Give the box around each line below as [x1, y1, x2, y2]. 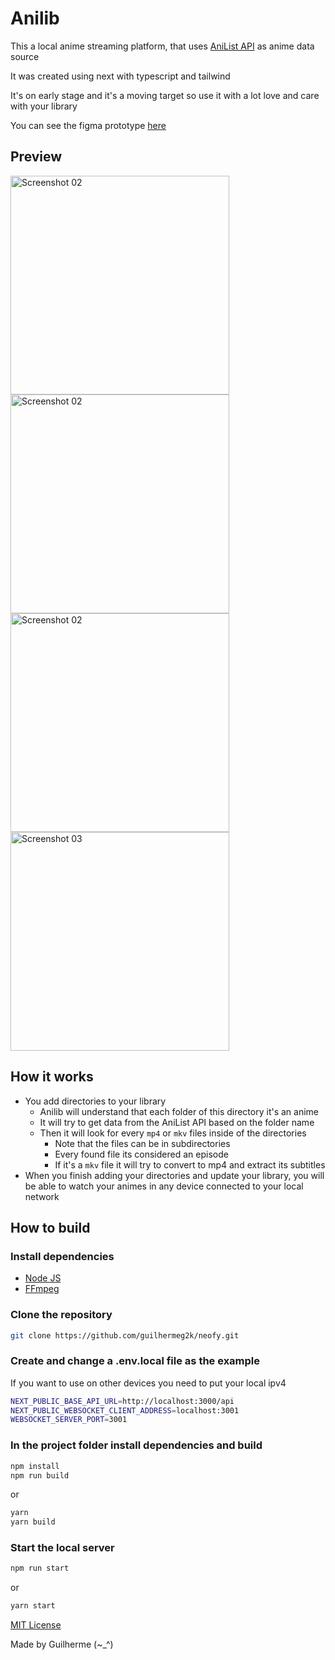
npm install [10, 1461, 60, 1471]
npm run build [10, 1470, 70, 1481]
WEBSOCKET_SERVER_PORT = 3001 [10, 1415, 128, 1425]
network [24, 1190, 60, 1202]
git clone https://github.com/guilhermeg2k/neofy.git [10, 1330, 240, 1341]
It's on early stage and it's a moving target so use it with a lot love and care [10, 89, 320, 101]
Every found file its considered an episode [54, 1148, 229, 1160]
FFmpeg [24, 1283, 60, 1295]
